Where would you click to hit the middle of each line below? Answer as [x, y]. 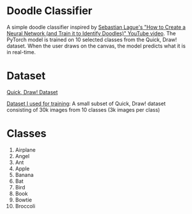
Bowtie [23, 200]
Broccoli [25, 206]
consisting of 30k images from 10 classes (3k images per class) [83, 109]
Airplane [25, 150]
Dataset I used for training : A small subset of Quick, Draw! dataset [86, 103]
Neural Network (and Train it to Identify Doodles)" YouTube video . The [91, 33]
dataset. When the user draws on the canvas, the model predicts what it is [96, 46]
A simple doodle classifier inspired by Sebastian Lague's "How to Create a [96, 27]
